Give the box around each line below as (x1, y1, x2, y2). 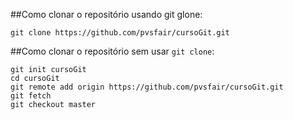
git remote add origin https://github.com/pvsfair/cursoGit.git (10, 82, 284, 92)
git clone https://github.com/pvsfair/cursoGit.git (10, 28, 230, 38)
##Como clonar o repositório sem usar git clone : (10, 45, 215, 57)
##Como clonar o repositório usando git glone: (10, 9, 203, 20)
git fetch (10, 91, 52, 101)
